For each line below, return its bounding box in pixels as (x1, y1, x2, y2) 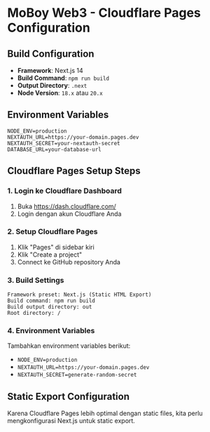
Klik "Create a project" (17, 250, 83, 259)
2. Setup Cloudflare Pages (7, 227, 98, 236)
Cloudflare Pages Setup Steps (7, 165, 141, 177)
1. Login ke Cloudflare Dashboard (7, 186, 122, 196)
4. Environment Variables (7, 326, 95, 336)
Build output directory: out (7, 304, 92, 311)
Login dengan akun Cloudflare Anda (17, 209, 122, 218)
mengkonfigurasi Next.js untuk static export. (7, 417, 135, 425)
